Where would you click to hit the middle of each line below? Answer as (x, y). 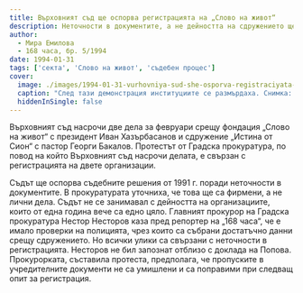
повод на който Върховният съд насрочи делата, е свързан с (128, 156)
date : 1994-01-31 (42, 60)
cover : (22, 77)
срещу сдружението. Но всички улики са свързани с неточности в (138, 241)
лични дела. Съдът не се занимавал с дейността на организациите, (140, 202)
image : (30, 85)
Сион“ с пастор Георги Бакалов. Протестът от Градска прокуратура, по (148, 146)
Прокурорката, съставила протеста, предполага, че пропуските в (137, 260)
